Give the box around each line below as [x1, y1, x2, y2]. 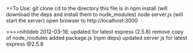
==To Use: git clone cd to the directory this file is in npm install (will [6, 5, 168, 12]
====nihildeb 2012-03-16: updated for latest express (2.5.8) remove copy [6, 28, 184, 35]
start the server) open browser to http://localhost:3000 [6, 17, 138, 24]
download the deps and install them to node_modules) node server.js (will [6, 11, 184, 18]
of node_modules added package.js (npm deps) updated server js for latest [6, 35, 188, 41]
